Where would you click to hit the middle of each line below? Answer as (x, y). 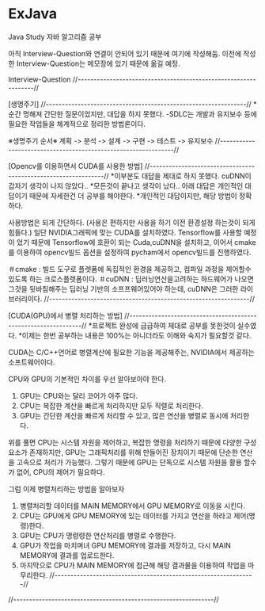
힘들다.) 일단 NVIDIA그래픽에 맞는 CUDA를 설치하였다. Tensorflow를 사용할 (125, 232)
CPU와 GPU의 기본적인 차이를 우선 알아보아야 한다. (87, 379)
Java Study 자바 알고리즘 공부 (55, 36)
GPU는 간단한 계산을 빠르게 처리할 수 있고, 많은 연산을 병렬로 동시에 (124, 415)
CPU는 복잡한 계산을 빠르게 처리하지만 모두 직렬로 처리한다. (112, 406)
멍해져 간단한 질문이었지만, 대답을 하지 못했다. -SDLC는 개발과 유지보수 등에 (140, 114)
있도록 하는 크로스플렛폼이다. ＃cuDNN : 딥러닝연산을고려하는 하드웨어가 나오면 (131, 279)
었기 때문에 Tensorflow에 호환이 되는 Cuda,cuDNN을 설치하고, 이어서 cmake (136, 242)
